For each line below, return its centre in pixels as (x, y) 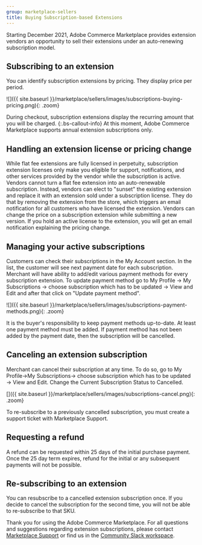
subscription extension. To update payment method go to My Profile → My (99, 280)
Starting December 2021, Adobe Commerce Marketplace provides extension (101, 34)
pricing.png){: (24, 106)
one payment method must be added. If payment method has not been (94, 329)
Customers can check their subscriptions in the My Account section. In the (99, 261)
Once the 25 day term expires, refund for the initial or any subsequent (93, 458)
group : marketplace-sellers (42, 12)
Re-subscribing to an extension (67, 483)
